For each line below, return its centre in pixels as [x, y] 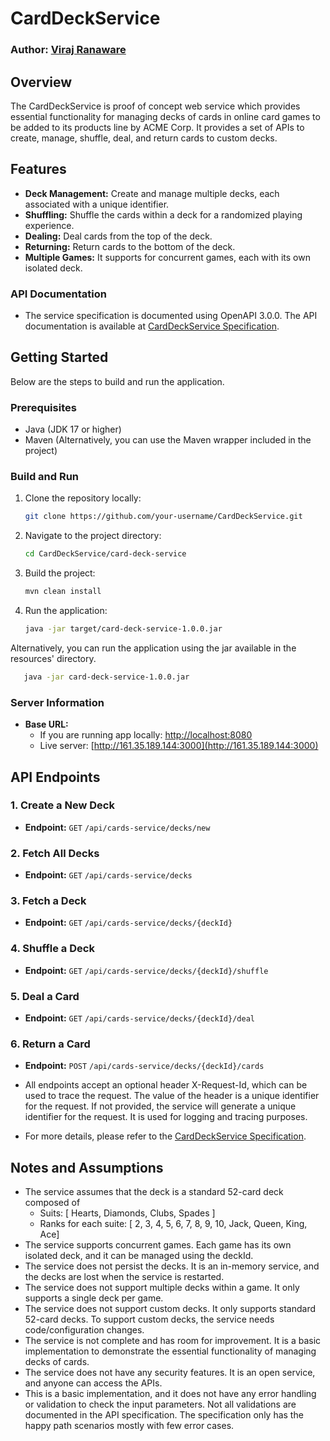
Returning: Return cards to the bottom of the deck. [130, 246]
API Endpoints [55, 777]
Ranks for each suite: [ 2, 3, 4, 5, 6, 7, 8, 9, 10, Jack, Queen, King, [173, 1224]
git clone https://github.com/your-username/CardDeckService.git [163, 517]
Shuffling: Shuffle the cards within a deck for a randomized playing [163, 214]
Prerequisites [43, 407]
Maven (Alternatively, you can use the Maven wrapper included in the [168, 440]
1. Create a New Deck [62, 805]
